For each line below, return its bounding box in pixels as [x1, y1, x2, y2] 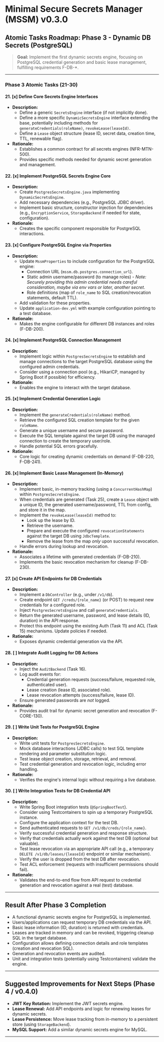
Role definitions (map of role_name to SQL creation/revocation [26, 289, 151, 295]
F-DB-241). [19, 459, 42, 465]
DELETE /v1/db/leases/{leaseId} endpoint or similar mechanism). [19, 851, 151, 857]
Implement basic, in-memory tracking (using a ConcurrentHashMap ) [19, 486, 152, 492]
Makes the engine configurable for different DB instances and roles [19, 320, 155, 327]
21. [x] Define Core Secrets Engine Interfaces [5, 93, 99, 99]
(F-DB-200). [19, 326, 44, 332]
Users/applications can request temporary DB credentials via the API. [12, 919, 152, 925]
